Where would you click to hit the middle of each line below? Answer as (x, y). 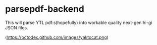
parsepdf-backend (45, 9)
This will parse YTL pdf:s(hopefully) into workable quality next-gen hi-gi (79, 22)
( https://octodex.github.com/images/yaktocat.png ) (57, 37)
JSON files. (17, 27)
